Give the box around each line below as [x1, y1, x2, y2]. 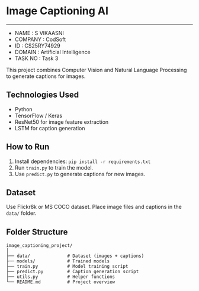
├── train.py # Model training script [6, 264, 129, 270]
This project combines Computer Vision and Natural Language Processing [6, 66, 187, 73]
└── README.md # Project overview [6, 279, 115, 285]
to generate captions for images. [6, 73, 86, 80]
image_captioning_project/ [6, 243, 73, 249]
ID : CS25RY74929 [14, 42, 60, 49]
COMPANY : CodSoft [14, 36, 66, 43]
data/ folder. [6, 209, 37, 217]
